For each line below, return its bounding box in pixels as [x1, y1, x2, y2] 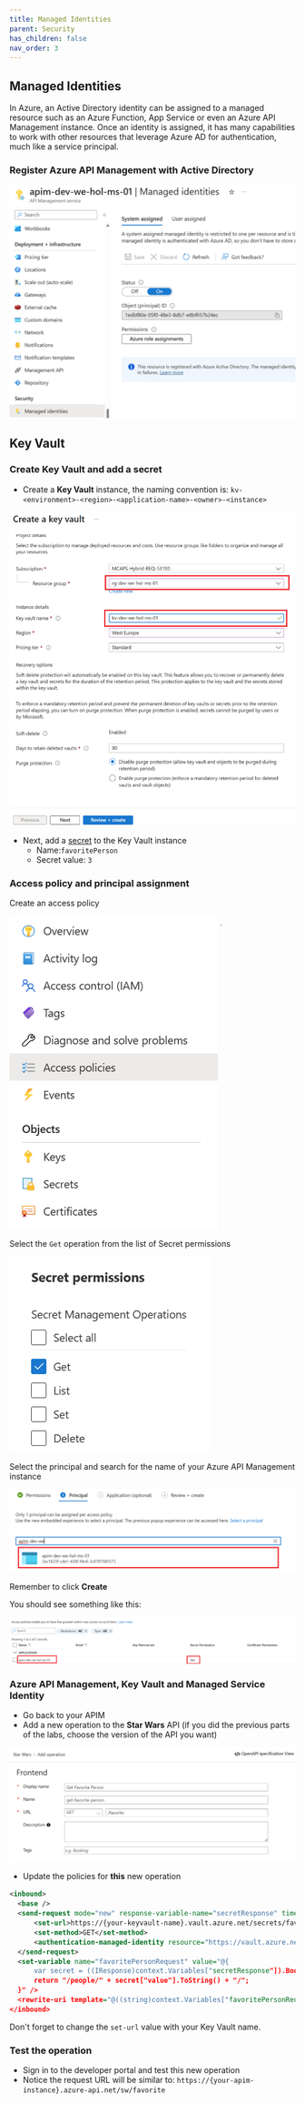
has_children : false [9, 34, 88, 43]
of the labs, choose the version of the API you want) [22, 1729, 218, 1740]
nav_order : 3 [9, 44, 59, 53]
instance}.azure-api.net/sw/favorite [22, 2086, 166, 2095]
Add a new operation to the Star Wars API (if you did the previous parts [22, 1720, 290, 1731]
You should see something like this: [9, 1599, 143, 1610]
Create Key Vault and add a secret [9, 463, 162, 476]
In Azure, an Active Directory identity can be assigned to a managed [9, 103, 265, 114]
